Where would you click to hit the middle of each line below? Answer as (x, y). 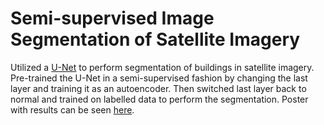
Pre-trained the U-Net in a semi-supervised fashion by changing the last (159, 78)
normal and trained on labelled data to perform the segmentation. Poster (159, 99)
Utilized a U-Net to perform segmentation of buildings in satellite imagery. (162, 67)
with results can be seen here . (72, 109)
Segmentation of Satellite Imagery (155, 39)
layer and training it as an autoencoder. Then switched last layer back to (158, 88)
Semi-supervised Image (112, 18)
